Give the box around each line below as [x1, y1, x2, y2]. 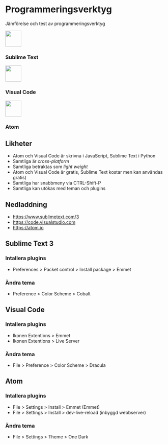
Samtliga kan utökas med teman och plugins [12, 185, 106, 192]
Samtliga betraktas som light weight [12, 163, 88, 170]
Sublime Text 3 [5, 239, 54, 248]
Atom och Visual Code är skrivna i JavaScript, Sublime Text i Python [12, 153, 156, 159]
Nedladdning [5, 200, 47, 209]
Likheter [5, 139, 32, 148]
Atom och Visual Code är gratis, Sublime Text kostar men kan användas [12, 169, 163, 175]
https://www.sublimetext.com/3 [12, 214, 79, 220]
